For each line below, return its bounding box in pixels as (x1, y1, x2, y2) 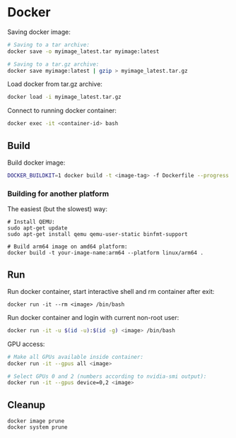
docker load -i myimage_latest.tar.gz (7, 93, 122, 101)
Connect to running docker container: (7, 107, 117, 115)
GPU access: (7, 340, 45, 348)
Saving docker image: (7, 28, 71, 36)
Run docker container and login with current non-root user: (7, 313, 179, 321)
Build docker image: (7, 158, 66, 167)
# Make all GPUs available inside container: (7, 353, 143, 360)
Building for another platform (7, 189, 110, 199)
